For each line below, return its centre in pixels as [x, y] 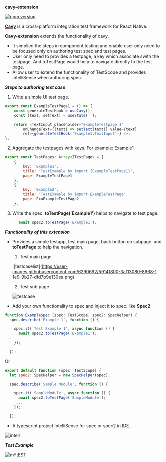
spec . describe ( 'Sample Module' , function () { [59, 384]
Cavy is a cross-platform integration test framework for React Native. [76, 26]
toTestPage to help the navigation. [48, 247]
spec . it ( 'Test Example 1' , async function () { [64, 329]
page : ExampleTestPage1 [48, 176]
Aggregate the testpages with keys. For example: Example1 [73, 148]
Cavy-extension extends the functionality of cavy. [57, 36]
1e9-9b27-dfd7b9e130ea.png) [43, 277]
